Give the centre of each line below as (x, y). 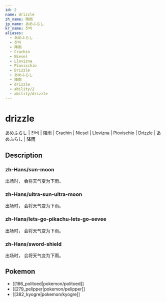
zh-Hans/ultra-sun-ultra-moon (44, 194)
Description (24, 155)
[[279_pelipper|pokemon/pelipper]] (48, 289)
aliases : (14, 33)
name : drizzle (20, 15)
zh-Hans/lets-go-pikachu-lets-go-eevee (56, 219)
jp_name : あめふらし (24, 24)
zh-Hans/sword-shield (33, 244)
